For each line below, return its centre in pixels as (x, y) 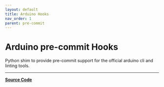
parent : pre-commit (25, 23)
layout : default (21, 9)
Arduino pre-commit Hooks (62, 47)
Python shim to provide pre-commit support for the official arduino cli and (79, 61)
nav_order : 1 (18, 18)
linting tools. (17, 66)
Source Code (19, 80)
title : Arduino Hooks (27, 14)
